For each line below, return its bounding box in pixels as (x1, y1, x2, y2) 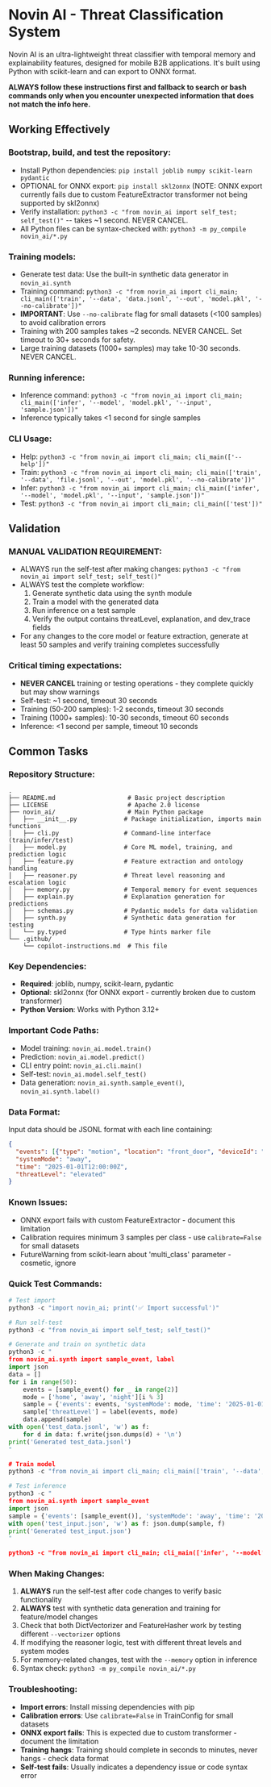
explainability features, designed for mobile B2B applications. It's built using (8, 58, 261, 68)
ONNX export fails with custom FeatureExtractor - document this (19, 1215, 236, 1225)
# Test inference (8, 1482, 67, 1490)
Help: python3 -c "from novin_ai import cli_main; (19, 452, 192, 461)
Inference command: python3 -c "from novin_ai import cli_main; (19, 390, 244, 400)
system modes (19, 1647, 70, 1656)
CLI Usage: (8, 433, 52, 444)
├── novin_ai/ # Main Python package (8, 808, 204, 816)
